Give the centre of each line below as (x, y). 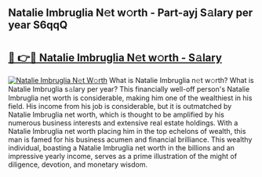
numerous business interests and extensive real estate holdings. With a (123, 123)
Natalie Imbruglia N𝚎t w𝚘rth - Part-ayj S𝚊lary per (131, 13)
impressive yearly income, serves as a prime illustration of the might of (123, 156)
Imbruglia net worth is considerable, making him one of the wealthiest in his (130, 98)
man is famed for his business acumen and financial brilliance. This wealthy (130, 139)
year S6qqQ (38, 25)
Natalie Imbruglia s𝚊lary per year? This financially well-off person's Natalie (129, 89)
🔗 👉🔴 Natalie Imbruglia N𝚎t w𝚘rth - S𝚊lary (115, 58)
